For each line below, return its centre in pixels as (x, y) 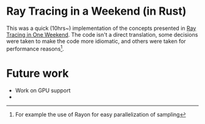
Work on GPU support (43, 90)
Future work (38, 73)
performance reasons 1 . (35, 48)
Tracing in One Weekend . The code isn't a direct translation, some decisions (102, 34)
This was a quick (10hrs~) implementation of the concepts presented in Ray (101, 28)
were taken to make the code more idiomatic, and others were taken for (96, 41)
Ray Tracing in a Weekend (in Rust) (96, 11)
